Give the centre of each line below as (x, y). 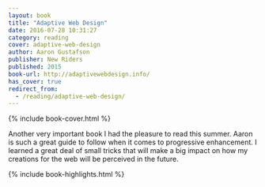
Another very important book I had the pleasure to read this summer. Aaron (131, 134)
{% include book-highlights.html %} (66, 174)
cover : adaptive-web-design (55, 45)
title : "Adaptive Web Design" (58, 23)
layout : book (30, 15)
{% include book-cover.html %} (59, 118)
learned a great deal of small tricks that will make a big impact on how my (128, 151)
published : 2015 (35, 67)
